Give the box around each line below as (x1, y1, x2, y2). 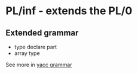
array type (14, 50, 40, 57)
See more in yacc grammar (5, 61, 72, 68)
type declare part (14, 43, 57, 50)
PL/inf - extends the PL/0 (5, 4, 133, 18)
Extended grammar (5, 28, 79, 38)
